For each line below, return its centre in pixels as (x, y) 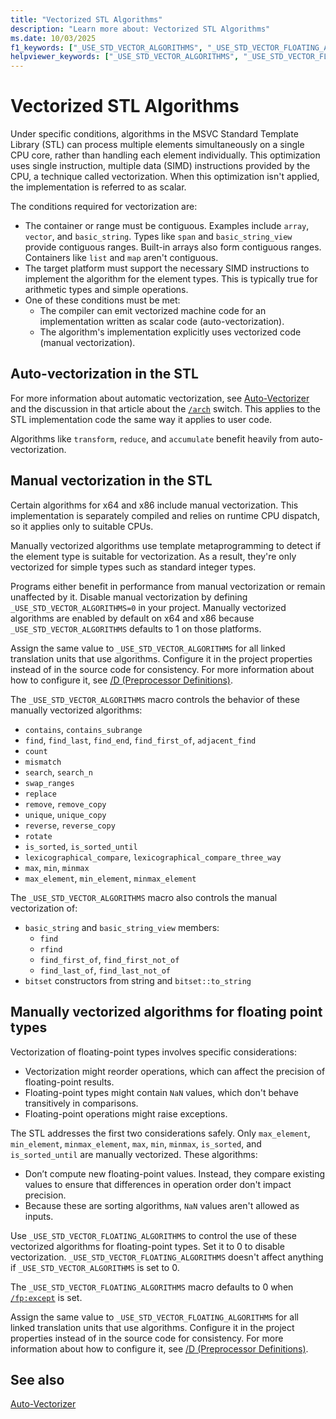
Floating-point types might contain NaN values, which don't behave (161, 1092)
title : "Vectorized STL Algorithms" (86, 19)
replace (40, 794)
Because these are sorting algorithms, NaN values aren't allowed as (162, 1205)
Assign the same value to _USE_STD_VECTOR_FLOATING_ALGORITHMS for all (154, 1317)
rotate (38, 836)
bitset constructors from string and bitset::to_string (138, 980)
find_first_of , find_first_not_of (109, 959)
